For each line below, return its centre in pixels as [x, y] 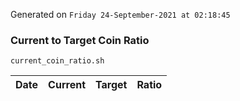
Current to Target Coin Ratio [80, 40]
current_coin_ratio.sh [57, 61]
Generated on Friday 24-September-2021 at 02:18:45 [120, 14]
